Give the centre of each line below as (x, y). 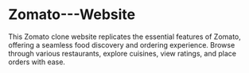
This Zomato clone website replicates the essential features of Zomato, (124, 36)
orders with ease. (37, 62)
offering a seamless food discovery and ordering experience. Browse (122, 44)
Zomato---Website (72, 15)
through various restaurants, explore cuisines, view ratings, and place (123, 53)
